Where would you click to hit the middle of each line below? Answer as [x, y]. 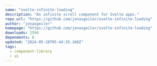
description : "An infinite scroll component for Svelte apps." [72, 14]
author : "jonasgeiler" [29, 24]
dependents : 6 [20, 38]
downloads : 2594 [22, 33]
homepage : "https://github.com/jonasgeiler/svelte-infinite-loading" [79, 28]
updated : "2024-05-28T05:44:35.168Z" [44, 42]
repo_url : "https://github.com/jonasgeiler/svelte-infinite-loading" [79, 19]
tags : [11, 47]
